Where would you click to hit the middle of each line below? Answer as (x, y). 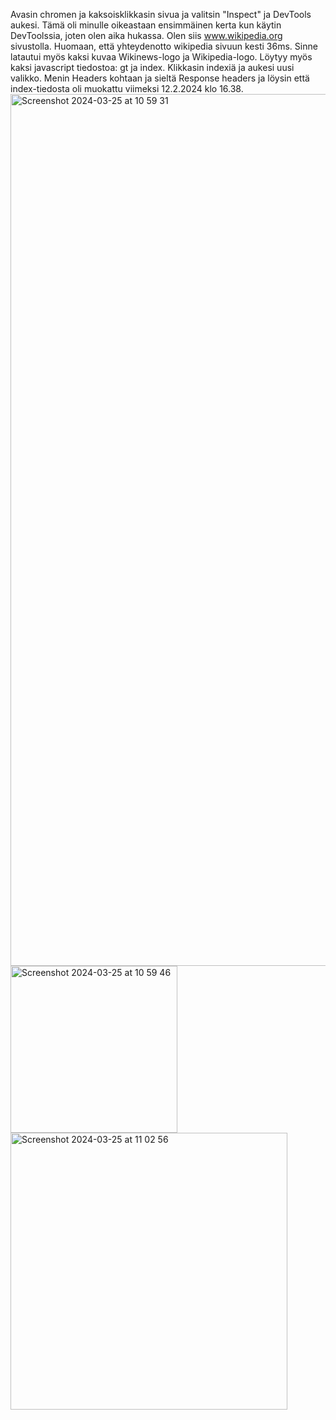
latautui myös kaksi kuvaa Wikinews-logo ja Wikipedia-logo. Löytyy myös (161, 57)
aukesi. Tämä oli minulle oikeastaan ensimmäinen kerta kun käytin (146, 25)
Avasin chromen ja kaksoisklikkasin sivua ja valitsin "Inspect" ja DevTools (161, 14)
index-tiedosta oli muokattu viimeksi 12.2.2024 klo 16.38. (127, 88)
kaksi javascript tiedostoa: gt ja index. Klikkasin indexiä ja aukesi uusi (152, 67)
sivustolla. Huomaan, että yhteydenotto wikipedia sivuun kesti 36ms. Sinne (164, 46)
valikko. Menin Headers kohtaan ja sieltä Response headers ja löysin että (160, 78)
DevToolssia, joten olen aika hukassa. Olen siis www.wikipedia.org (146, 35)
